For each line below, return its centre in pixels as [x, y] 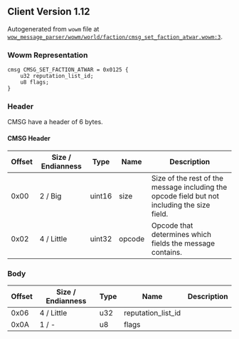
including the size [181, 205]
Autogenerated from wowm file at [53, 29]
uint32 [101, 238]
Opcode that [172, 226]
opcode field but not [185, 196]
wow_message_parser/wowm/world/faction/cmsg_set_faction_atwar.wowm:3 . [115, 36]
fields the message [184, 243]
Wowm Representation [48, 55]
